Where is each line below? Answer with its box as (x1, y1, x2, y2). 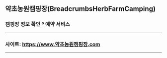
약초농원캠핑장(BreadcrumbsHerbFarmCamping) (5, 4, 156, 13)
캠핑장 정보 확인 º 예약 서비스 (5, 21, 70, 28)
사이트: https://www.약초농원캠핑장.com (5, 41, 100, 48)
